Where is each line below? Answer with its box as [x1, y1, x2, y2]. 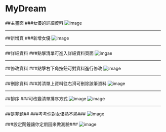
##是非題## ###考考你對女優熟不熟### [5, 111, 86, 117]
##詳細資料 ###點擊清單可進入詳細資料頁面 [5, 50, 94, 56]
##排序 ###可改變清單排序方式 [5, 95, 68, 101]
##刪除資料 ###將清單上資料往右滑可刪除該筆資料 [5, 80, 107, 87]
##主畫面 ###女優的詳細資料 [5, 20, 64, 26]
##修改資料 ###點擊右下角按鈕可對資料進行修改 [5, 65, 103, 71]
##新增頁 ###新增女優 [5, 35, 51, 41]
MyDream [5, 3, 46, 14]
